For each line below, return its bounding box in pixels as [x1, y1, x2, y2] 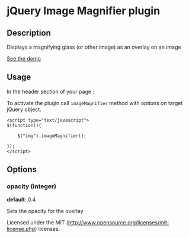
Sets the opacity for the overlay [7, 207, 84, 214]
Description [7, 28, 51, 38]
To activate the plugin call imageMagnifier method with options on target [7, 99, 183, 106]
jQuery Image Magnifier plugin [7, 4, 161, 18]
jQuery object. [7, 106, 41, 113]
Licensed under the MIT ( [7, 218, 69, 226]
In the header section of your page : [7, 88, 94, 95]
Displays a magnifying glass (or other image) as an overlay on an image [7, 43, 181, 50]
